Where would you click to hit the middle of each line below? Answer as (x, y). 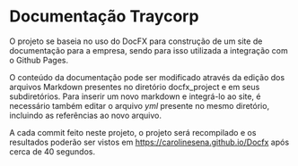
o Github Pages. (39, 60)
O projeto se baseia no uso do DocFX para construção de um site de (136, 41)
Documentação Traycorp (104, 17)
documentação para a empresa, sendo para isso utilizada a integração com (149, 50)
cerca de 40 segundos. (53, 151)
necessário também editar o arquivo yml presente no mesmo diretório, (140, 105)
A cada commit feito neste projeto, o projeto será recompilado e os (133, 132)
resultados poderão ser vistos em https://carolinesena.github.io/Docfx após (149, 142)
